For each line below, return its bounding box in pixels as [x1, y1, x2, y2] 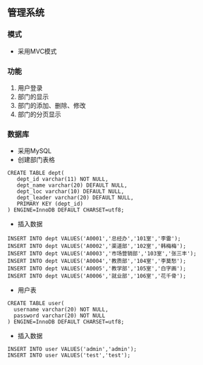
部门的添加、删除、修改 [17, 101, 86, 109]
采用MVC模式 [17, 47, 57, 55]
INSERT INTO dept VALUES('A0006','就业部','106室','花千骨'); [7, 273, 187, 280]
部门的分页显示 [17, 110, 61, 118]
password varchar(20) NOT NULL [13, 312, 106, 319]
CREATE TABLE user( [7, 300, 65, 307]
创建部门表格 [17, 156, 55, 164]
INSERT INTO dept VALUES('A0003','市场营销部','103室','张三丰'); [7, 250, 197, 257]
